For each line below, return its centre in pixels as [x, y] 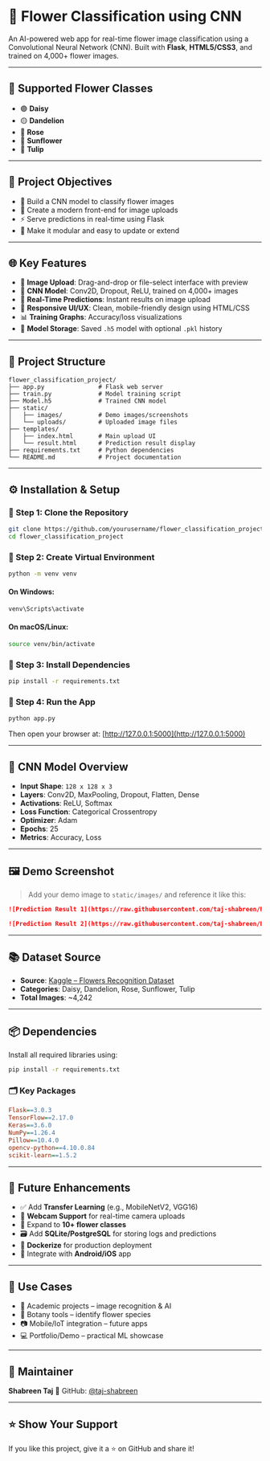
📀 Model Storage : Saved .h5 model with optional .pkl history [121, 329]
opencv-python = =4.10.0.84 [51, 1148]
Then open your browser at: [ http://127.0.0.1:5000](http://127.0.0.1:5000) [127, 734]
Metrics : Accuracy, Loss [61, 837]
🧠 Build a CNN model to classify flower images [97, 201]
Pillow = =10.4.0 [34, 1140]
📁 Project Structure [57, 361]
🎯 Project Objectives [60, 182]
